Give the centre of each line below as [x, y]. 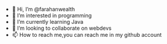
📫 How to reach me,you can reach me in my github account [87, 35]
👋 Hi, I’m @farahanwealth [43, 9]
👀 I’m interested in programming [52, 15]
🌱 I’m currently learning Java [48, 22]
